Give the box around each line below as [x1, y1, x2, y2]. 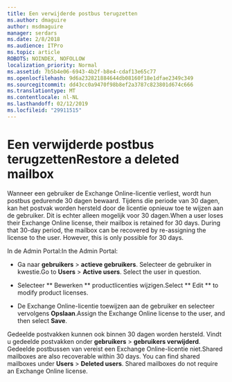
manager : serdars [7, 29, 57, 37]
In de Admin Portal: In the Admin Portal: [7, 247, 118, 255]
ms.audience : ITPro [7, 42, 64, 49]
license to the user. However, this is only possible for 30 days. [7, 233, 184, 241]
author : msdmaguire [7, 23, 64, 30]
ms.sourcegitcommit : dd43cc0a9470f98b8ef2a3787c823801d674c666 [7, 81, 194, 88]
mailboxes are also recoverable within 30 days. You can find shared [7, 351, 200, 361]
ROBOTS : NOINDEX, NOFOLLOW [7, 55, 85, 62]
